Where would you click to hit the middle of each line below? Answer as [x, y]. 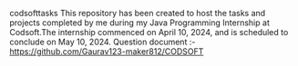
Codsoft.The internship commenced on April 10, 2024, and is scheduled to [149, 32]
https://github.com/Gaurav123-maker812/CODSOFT [107, 52]
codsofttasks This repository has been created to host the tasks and [138, 13]
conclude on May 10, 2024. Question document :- [103, 42]
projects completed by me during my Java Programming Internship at [140, 23]
